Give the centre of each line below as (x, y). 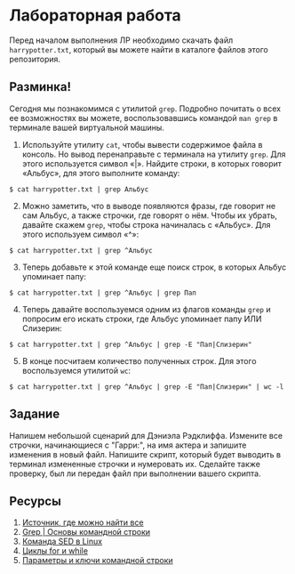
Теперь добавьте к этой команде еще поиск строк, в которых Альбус (154, 267)
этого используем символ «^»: (80, 234)
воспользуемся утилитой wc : (76, 370)
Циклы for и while (55, 551)
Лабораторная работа (96, 16)
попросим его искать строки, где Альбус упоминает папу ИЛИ (142, 319)
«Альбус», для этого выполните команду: (101, 173)
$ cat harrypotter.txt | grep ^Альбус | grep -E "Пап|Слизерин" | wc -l (147, 387)
